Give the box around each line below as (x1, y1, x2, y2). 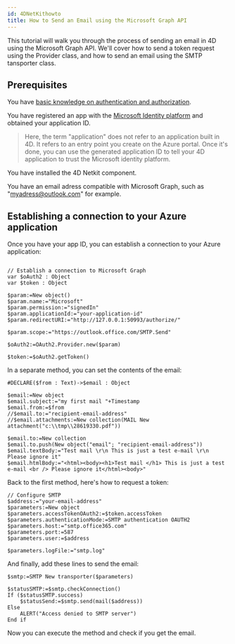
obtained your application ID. (7, 119, 91, 128)
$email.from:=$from (7, 404, 65, 411)
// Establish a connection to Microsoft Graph (7, 267, 146, 275)
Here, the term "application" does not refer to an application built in (24, 132, 220, 141)
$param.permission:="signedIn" (7, 304, 99, 311)
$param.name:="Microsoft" (7, 298, 83, 305)
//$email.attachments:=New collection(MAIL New (7, 416, 150, 423)
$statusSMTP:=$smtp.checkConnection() (7, 586, 121, 593)
